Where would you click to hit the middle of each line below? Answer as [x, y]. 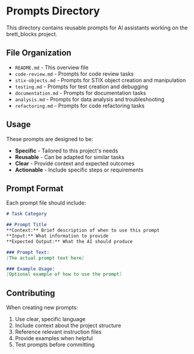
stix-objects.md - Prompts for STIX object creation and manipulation [100, 80]
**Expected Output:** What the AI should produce [70, 241]
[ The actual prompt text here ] [45, 258]
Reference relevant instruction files [58, 332]
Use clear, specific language [50, 319]
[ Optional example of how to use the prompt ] [64, 274]
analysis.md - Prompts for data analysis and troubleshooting [89, 99]
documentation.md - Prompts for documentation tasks [80, 93]
